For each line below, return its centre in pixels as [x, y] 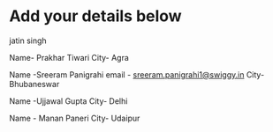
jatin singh [28, 40]
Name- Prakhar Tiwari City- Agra [69, 57]
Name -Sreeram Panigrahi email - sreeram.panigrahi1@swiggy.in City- [137, 74]
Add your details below [96, 16]
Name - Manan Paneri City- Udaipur [75, 118]
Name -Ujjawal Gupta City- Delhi [68, 101]
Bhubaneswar [34, 84]
